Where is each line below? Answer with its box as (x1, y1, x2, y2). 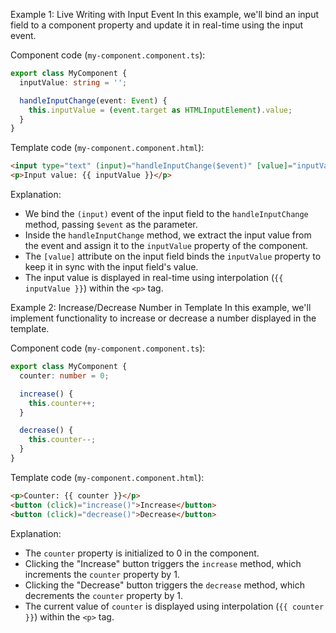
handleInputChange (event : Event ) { (19, 95, 168, 106)
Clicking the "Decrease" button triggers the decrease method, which (24, 579, 306, 591)
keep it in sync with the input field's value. (24, 261, 199, 273)
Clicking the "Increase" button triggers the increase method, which (24, 557, 302, 569)
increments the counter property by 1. (24, 568, 180, 580)
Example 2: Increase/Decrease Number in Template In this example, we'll (10, 302, 312, 313)
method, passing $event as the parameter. (24, 219, 198, 230)
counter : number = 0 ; (19, 370, 110, 381)
